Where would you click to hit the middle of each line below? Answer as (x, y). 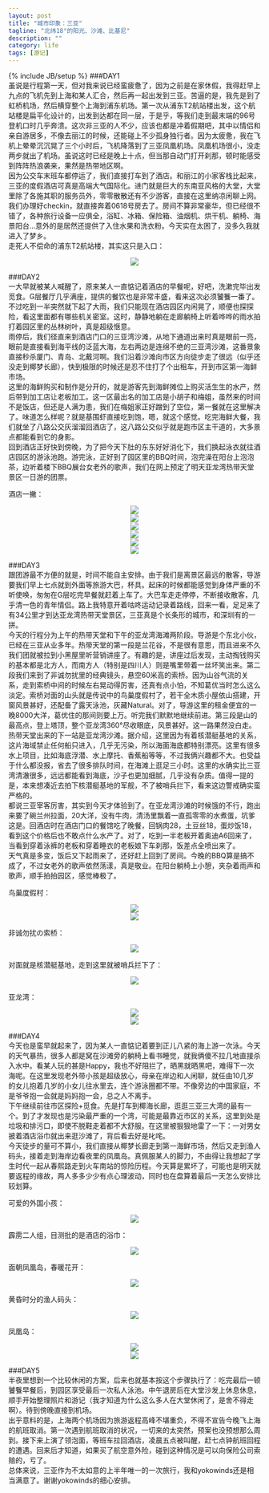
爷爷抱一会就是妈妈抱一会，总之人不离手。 (85, 1095)
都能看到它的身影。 (46, 437)
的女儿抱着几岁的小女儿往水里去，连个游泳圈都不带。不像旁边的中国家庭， (131, 1085)
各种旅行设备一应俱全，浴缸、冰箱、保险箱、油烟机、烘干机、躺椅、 (141, 216)
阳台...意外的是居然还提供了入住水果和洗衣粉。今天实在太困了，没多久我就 (137, 226)
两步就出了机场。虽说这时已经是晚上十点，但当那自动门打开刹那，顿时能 (127, 156)
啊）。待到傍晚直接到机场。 (52, 1410)
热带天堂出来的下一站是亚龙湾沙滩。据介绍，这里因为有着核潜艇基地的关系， (134, 735)
